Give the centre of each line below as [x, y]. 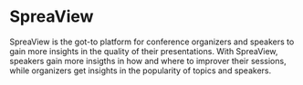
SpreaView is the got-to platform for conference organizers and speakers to [152, 42]
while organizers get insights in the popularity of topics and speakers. [141, 71]
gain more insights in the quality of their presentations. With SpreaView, [144, 51]
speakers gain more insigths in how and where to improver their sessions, [148, 61]
